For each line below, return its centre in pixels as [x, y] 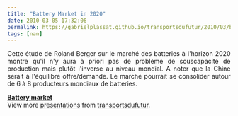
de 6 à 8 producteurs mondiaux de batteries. [73, 84]
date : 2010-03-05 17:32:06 [47, 21]
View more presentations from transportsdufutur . [79, 105]
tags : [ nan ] [25, 34]
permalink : [23, 27]
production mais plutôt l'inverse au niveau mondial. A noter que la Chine [119, 69]
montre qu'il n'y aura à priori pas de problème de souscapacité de [119, 62]
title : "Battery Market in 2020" [57, 14]
